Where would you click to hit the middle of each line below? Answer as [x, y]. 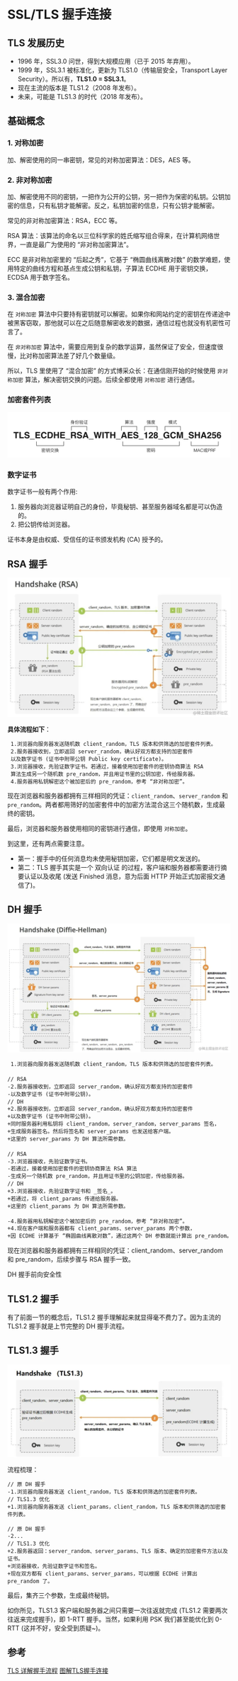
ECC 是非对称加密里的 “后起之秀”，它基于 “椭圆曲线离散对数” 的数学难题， [116, 259]
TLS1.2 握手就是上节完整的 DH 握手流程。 [68, 1326]
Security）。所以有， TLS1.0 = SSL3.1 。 [74, 79]
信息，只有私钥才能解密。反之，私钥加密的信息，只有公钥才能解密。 [119, 205]
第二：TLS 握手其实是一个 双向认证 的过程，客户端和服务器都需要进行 [119, 868]
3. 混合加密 [26, 297]
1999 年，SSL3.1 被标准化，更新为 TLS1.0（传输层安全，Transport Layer [123, 70]
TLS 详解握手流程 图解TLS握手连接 [58, 1671]
